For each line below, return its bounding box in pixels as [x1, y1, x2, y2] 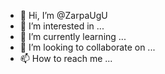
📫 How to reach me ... [19, 53, 113, 64]
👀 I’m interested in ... [19, 20, 105, 32]
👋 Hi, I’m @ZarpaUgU [19, 10, 108, 21]
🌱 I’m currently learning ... [19, 31, 127, 42]
